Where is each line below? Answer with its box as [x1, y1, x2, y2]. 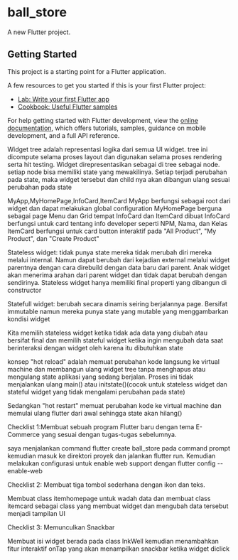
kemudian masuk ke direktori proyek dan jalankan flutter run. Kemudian [7, 451, 216, 460]
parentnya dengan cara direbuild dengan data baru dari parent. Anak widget [7, 263, 230, 271]
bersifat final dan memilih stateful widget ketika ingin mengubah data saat [7, 335, 224, 345]
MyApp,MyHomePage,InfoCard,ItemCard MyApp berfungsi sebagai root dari [7, 196, 231, 205]
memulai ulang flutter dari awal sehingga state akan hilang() [7, 409, 183, 417]
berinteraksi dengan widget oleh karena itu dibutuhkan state [7, 343, 183, 352]
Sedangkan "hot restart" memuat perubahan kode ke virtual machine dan [7, 401, 222, 409]
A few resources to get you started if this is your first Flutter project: [7, 81, 206, 90]
